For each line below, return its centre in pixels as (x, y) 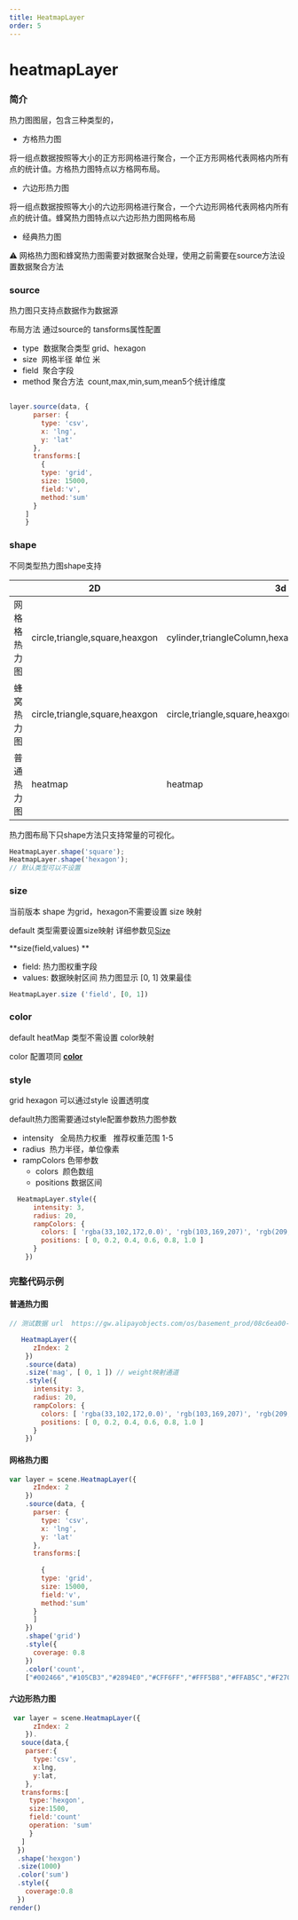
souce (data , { (45, 1743)
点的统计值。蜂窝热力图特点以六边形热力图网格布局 (102, 218)
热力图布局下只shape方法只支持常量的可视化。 (94, 835)
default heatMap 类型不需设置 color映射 (82, 1037)
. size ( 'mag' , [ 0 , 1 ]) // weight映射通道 (102, 1373)
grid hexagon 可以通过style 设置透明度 (79, 1100)
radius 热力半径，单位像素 (71, 1149)
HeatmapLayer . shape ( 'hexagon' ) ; (69, 860)
